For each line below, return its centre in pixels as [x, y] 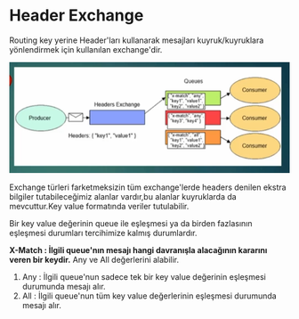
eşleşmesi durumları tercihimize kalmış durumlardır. [103, 233]
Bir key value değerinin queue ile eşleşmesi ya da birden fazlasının [131, 223]
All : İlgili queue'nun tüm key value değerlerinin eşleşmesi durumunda [149, 296]
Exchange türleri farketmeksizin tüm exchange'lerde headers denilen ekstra [148, 187]
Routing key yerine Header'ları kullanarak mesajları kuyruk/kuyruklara [137, 40]
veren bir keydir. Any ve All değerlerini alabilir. [94, 259]
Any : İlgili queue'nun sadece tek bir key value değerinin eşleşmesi [144, 276]
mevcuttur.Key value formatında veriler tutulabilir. [99, 206]
